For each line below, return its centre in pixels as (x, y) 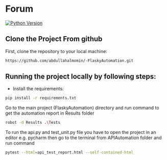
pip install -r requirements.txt (41, 98)
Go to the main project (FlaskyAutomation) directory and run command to (82, 108)
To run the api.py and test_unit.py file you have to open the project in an (81, 132)
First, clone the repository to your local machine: (56, 51)
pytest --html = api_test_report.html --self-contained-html (69, 153)
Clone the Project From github (54, 39)
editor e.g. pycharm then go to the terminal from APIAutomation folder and (83, 138)
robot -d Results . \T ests (33, 123)
